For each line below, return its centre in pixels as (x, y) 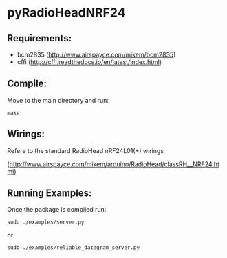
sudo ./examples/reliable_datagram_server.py (73, 248)
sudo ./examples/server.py (46, 222)
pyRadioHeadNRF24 (66, 13)
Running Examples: (50, 193)
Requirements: (40, 38)
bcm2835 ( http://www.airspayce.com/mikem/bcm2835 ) (96, 54)
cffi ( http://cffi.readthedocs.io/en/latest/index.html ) (89, 62)
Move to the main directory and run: (58, 100)
